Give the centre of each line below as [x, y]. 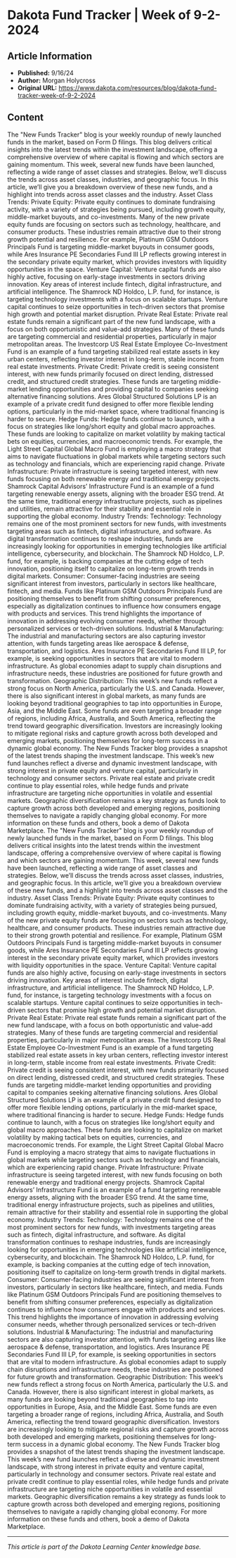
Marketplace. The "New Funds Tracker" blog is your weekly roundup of [111, 830]
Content [26, 117]
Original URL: [37, 88]
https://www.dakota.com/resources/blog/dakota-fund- [138, 88]
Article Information [50, 56]
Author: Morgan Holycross [57, 80]
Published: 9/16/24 [45, 73]
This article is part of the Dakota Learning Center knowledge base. [104, 1547]
